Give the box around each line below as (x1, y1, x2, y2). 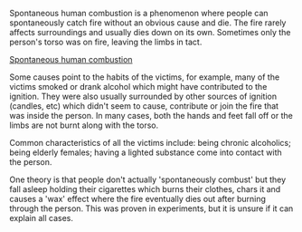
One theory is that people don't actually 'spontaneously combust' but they (9, 174, 287, 185)
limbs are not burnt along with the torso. (9, 120, 159, 130)
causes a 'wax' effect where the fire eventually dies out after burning (9, 194, 267, 204)
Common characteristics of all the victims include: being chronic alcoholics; (9, 138, 291, 148)
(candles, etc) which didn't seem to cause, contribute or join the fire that (9, 101, 278, 111)
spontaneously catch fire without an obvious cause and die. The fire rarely (9, 17, 287, 28)
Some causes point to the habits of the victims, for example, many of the (9, 72, 280, 82)
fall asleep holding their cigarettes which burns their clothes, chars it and (9, 184, 281, 194)
